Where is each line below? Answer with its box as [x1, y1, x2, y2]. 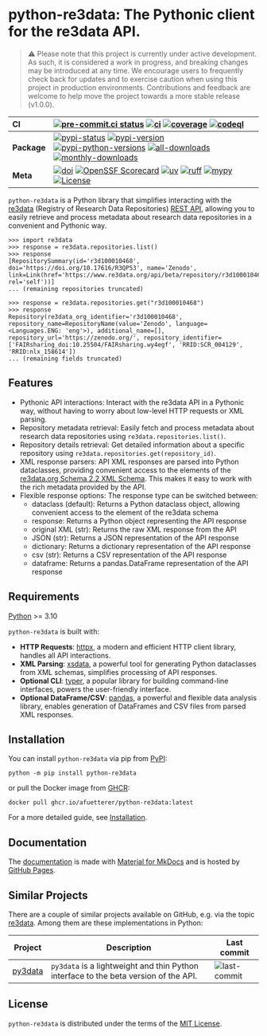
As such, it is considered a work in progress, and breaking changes [27, 57, 249, 67]
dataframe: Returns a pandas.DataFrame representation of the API [31, 558, 249, 567]
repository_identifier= [143, 333, 222, 342]
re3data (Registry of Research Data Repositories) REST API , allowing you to [8, 203, 255, 213]
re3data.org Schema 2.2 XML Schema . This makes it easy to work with [19, 473, 253, 483]
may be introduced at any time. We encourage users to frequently [27, 65, 244, 75]
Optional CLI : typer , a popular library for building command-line [19, 676, 229, 685]
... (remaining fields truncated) [8, 355, 123, 363]
